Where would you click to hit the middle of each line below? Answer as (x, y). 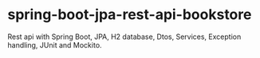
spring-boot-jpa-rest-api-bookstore (130, 15)
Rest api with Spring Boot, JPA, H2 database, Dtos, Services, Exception (124, 37)
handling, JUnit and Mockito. (55, 44)
